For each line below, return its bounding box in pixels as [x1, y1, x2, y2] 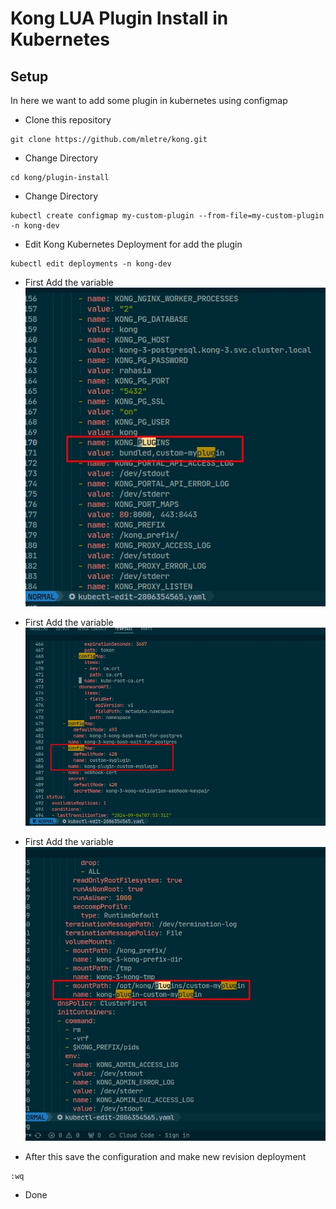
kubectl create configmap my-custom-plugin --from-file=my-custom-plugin [10, 211, 325, 221]
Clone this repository [24, 114, 112, 126]
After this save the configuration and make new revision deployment [24, 1151, 307, 1163]
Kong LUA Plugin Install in [10, 7, 229, 30]
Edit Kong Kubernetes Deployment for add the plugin [24, 238, 243, 250]
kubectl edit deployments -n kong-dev [10, 259, 172, 269]
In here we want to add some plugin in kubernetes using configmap [10, 95, 288, 106]
